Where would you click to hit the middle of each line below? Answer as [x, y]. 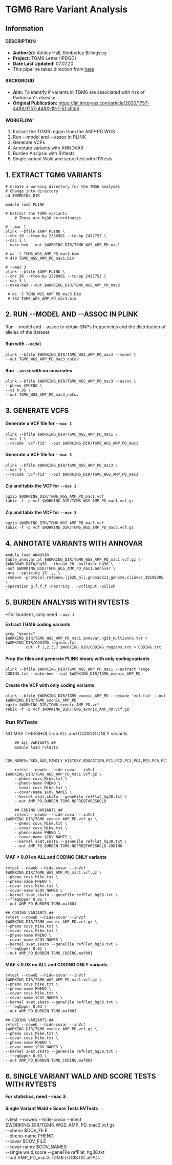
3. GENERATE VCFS [37, 410]
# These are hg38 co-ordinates [48, 218]
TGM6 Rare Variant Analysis [67, 9]
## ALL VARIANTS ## [35, 743]
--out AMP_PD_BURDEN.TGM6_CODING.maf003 [49, 1061]
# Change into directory [32, 191]
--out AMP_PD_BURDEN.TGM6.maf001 [41, 904]
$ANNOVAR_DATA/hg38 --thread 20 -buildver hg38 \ [59, 564]
